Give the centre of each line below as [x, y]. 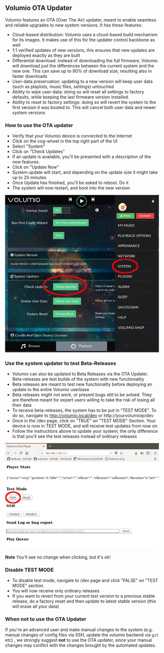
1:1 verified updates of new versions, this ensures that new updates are [83, 50]
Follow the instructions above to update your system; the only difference [85, 431]
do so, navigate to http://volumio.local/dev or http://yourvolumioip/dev [83, 415]
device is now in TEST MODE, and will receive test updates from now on [85, 426]
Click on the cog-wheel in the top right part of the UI [65, 141]
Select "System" [29, 146]
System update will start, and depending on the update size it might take [85, 172]
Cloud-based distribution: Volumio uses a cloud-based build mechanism [85, 34]
